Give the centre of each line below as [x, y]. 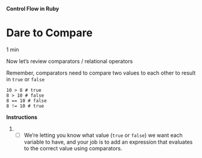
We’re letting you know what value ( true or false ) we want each [103, 135]
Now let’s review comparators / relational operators [70, 61]
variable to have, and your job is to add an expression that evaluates [108, 142]
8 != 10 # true [25, 106]
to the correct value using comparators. [73, 148]
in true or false [26, 79]
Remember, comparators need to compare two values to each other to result [101, 73]
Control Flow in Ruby [33, 9]
